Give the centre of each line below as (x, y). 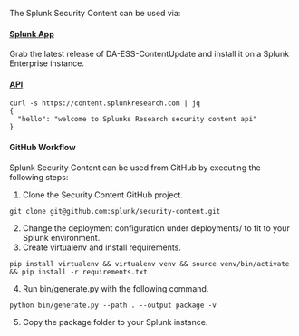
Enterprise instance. (47, 63)
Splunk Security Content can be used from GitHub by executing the (135, 168)
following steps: (39, 177)
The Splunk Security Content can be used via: (95, 13)
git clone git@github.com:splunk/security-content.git (115, 211)
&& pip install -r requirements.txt (78, 272)
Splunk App (32, 34)
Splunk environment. (61, 237)
